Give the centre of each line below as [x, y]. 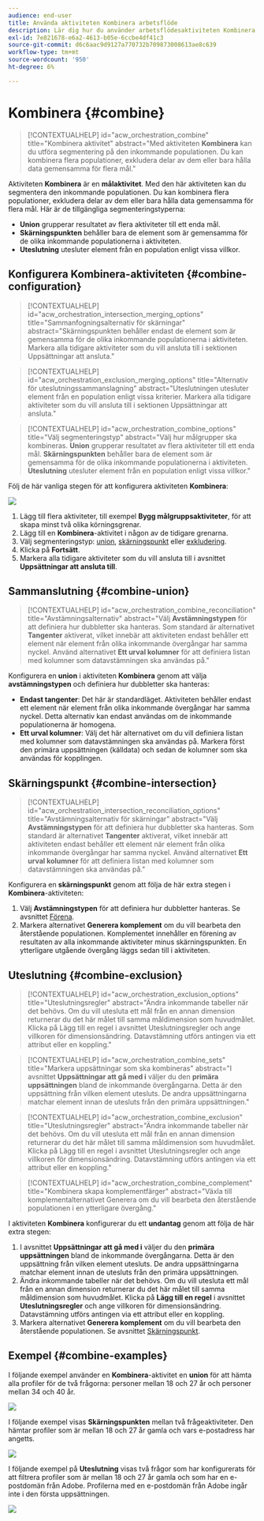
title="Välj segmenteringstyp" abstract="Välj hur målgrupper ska [132, 437]
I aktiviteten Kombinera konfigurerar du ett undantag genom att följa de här [131, 1223]
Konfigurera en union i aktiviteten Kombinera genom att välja [108, 676]
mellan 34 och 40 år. [42, 1391]
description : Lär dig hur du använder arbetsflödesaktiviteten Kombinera [132, 30]
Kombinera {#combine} [87, 113]
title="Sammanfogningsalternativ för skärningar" [106, 322]
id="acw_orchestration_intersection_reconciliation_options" [124, 811]
